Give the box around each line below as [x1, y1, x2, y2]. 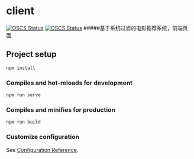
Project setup [6, 49, 57, 60]
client [6, 4, 35, 18]
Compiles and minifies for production [6, 105, 115, 113]
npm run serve [6, 92, 41, 98]
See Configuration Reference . [6, 146, 79, 153]
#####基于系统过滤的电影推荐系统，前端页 [83, 24, 188, 31]
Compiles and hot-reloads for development [6, 79, 133, 87]
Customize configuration [6, 133, 80, 141]
